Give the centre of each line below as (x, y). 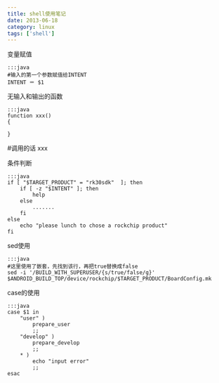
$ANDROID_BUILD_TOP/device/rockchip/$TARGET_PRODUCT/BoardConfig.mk (109, 279)
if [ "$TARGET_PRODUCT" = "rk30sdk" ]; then (75, 183)
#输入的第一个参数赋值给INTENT (47, 75)
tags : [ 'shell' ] (31, 33)
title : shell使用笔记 (37, 14)
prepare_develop (56, 343)
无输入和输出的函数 (35, 96)
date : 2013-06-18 (33, 20)
